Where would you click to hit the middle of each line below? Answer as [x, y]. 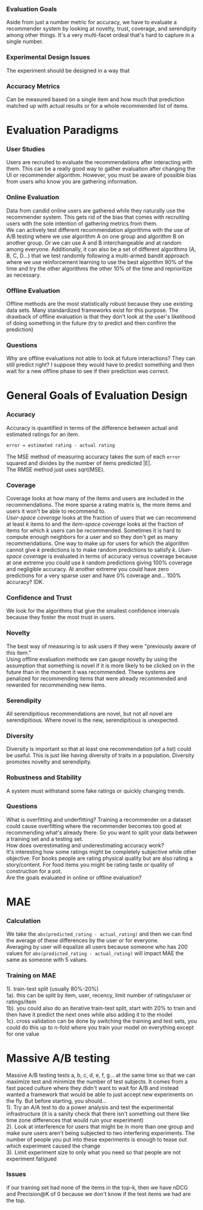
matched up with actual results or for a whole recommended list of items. [98, 105]
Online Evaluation [33, 197]
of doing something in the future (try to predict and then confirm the [91, 323]
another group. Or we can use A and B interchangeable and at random [94, 243]
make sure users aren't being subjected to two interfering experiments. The [101, 1133]
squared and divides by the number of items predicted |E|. [79, 463]
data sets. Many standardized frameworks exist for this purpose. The [92, 310]
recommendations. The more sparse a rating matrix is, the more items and [99, 505]
